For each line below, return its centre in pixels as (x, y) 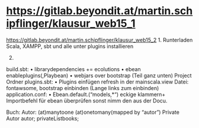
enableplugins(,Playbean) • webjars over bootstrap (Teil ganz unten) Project (99, 75)
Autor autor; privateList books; (42, 118)
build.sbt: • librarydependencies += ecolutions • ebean (73, 69)
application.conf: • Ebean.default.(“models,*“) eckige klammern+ (86, 94)
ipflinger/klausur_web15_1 (71, 23)
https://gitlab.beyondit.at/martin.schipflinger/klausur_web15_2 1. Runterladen (99, 40)
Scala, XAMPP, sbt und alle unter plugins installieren (70, 46)
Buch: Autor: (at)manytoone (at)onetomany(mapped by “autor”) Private (93, 112)
